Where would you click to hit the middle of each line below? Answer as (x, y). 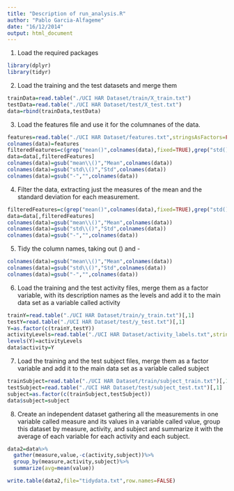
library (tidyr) (29, 72)
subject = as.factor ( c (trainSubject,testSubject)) (79, 394)
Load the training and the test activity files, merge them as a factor (113, 288)
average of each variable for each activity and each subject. (103, 436)
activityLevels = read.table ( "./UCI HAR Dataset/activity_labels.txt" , (110, 335)
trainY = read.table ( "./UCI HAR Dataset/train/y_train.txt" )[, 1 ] (101, 315)
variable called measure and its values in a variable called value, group (119, 421)
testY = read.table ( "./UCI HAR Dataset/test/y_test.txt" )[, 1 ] (96, 322)
